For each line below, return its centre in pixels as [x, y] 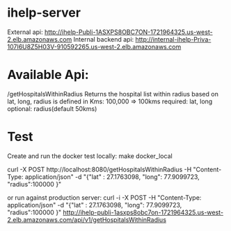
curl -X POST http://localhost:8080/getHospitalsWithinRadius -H [99, 169]
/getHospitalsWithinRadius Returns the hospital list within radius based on [113, 94]
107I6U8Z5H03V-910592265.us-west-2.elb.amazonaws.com [94, 46]
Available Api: [48, 75]
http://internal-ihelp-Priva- [173, 39]
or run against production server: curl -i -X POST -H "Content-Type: [104, 197]
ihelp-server [44, 13]
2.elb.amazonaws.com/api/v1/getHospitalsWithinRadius [87, 219]
